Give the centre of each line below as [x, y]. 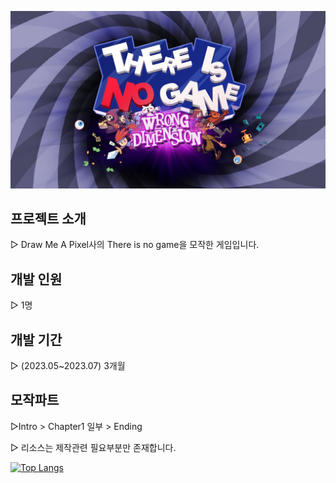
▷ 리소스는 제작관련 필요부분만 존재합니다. [93, 447]
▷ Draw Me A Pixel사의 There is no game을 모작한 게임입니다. [135, 245]
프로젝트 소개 [48, 218]
